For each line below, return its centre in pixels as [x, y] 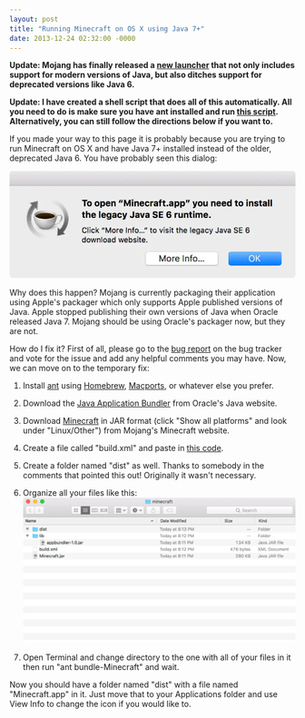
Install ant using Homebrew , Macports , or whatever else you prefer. [148, 385]
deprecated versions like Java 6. [72, 84]
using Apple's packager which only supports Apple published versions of [146, 302]
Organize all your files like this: [80, 492]
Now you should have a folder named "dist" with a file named [124, 684]
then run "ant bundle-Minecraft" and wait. [101, 667]
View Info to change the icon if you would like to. [100, 704]
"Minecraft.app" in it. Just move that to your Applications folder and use [144, 694]
